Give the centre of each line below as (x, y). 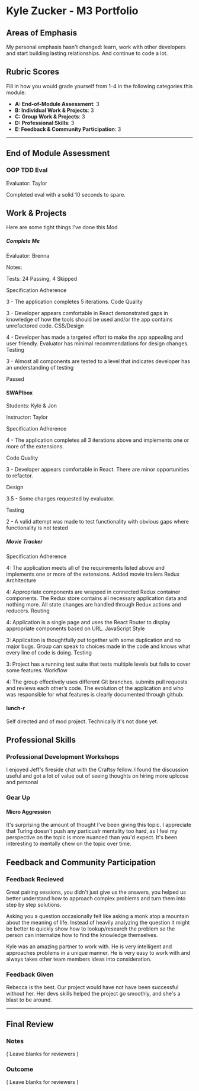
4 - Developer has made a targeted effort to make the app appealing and (95, 337)
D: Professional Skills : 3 (44, 123)
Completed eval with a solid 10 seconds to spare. (66, 194)
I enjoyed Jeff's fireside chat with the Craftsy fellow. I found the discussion (97, 770)
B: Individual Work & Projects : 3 (54, 110)
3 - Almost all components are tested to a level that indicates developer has (98, 361)
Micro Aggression (29, 811)
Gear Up (18, 798)
